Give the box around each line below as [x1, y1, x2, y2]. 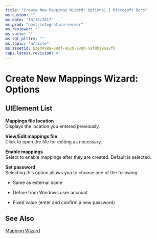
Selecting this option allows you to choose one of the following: [5, 169, 139, 175]
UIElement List [5, 104, 53, 113]
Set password [5, 164, 36, 170]
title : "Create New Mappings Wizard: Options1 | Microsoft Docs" [5, 7, 147, 13]
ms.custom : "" [5, 12, 36, 17]
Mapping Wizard [5, 228, 40, 234]
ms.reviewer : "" [5, 27, 40, 32]
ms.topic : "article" [5, 41, 50, 46]
